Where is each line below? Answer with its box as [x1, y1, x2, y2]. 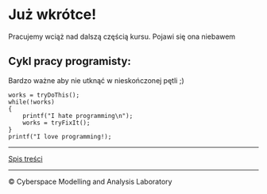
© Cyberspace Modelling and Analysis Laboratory [8, 177, 172, 186]
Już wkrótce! [8, 6, 97, 24]
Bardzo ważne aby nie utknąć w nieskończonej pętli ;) [8, 75, 184, 85]
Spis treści [8, 154, 43, 163]
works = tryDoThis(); [8, 91, 80, 99]
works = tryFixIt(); [22, 119, 91, 127]
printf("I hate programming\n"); [22, 112, 133, 120]
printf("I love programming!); [8, 132, 112, 140]
